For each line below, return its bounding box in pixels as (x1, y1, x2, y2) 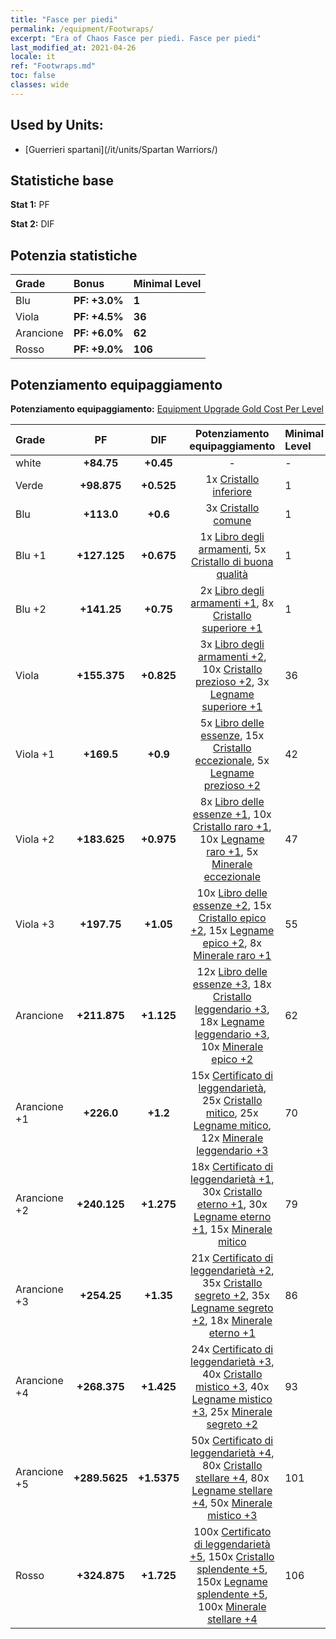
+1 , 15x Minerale (191, 1222, 273, 1236)
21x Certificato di (191, 1251, 274, 1265)
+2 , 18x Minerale (191, 1314, 273, 1327)
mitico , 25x (205, 1106, 259, 1120)
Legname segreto (190, 1301, 274, 1315)
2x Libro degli (199, 584, 265, 597)
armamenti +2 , (197, 650, 267, 663)
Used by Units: (10, 117, 104, 134)
